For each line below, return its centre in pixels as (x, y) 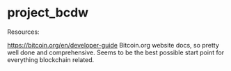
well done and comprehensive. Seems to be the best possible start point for (116, 52)
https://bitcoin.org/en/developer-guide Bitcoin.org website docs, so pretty (113, 45)
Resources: (23, 32)
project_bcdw (48, 13)
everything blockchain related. (51, 59)
